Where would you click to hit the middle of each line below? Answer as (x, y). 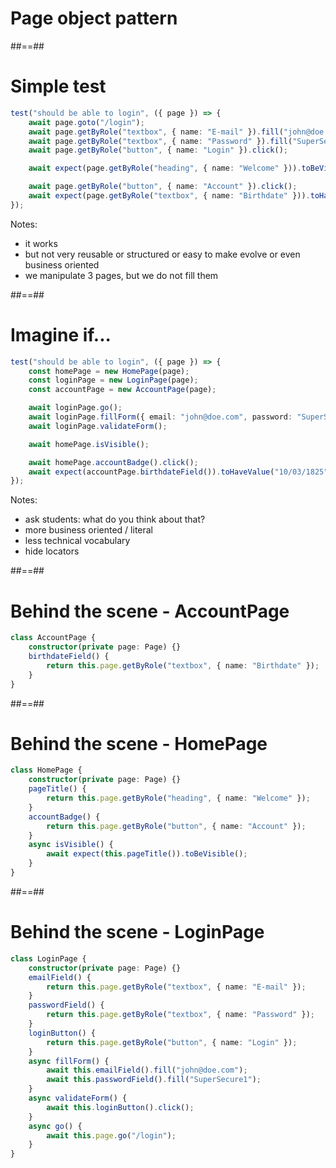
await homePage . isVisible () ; (89, 444)
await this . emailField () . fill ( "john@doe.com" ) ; (147, 1070)
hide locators (52, 551)
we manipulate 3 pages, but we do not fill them (121, 275)
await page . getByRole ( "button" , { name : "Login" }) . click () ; (158, 150)
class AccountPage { (53, 638)
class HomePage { (46, 770)
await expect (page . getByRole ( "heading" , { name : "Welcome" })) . (165, 168)
